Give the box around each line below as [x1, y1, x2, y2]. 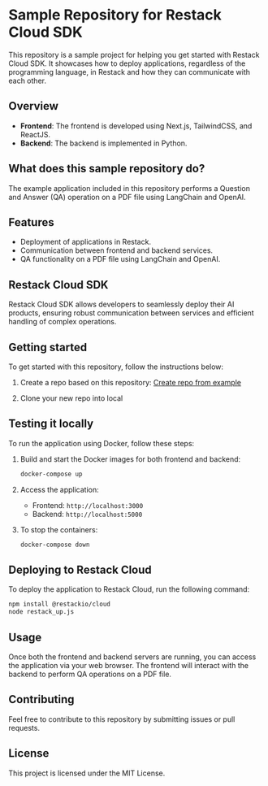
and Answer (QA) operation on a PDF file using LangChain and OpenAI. [8, 192, 246, 202]
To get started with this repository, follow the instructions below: [8, 362, 224, 371]
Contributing [8, 693, 75, 706]
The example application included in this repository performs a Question [8, 183, 250, 193]
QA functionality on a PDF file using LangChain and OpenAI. [19, 254, 221, 264]
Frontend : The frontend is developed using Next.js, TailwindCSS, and [19, 120, 253, 131]
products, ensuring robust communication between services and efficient [8, 308, 254, 318]
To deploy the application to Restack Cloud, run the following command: [8, 584, 250, 594]
